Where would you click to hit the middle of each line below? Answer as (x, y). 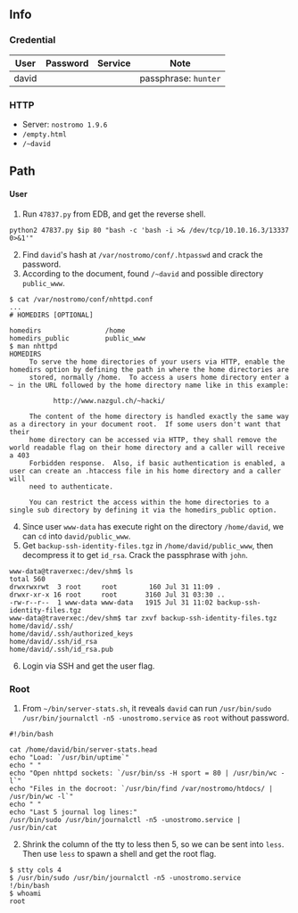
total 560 (28, 579)
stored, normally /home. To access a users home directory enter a (159, 377)
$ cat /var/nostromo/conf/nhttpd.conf (81, 299)
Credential (33, 40)
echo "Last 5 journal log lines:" (74, 812)
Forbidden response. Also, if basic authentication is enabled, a (157, 463)
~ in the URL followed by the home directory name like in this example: (149, 385)
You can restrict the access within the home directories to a (149, 502)
